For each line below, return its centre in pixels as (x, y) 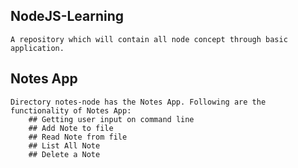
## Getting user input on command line (111, 119)
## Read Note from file (78, 137)
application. (37, 48)
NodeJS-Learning (67, 16)
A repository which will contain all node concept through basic (149, 39)
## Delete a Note (64, 154)
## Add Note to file (71, 128)
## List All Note (64, 145)
